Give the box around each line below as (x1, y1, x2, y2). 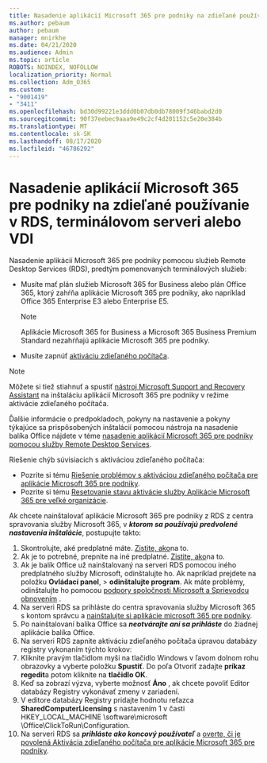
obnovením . (20, 594, 62, 604)
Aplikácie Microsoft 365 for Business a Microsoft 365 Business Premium (20, 327, 257, 337)
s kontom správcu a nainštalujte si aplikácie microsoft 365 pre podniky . (20, 611, 253, 621)
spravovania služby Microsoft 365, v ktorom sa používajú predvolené (9, 520, 238, 529)
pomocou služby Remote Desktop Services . (9, 440, 152, 449)
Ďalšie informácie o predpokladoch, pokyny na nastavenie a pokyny (9, 414, 231, 424)
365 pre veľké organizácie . (20, 496, 109, 505)
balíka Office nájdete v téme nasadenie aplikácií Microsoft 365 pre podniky (9, 431, 254, 441)
